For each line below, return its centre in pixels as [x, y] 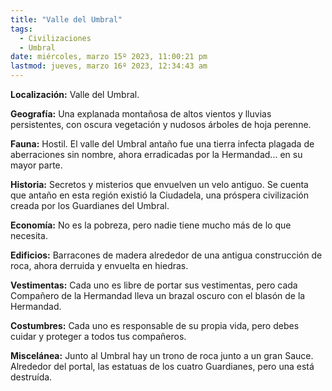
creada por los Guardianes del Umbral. [90, 205]
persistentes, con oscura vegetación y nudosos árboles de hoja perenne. [161, 124]
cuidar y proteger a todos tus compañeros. [98, 336]
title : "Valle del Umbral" [66, 19]
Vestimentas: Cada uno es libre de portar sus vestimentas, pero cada [154, 285]
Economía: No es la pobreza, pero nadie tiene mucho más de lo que [151, 225]
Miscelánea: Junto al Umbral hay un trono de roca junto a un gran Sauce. [162, 355]
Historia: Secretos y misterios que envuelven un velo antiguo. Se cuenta [159, 184]
